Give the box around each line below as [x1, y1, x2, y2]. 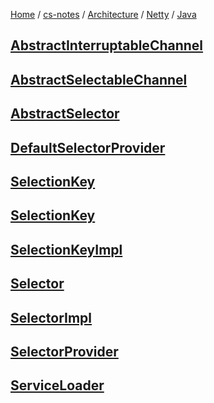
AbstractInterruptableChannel [10, 37, 204, 54]
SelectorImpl [10, 309, 93, 326]
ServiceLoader [10, 377, 105, 394]
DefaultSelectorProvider [10, 139, 166, 156]
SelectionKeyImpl [10, 241, 123, 258]
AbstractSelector [10, 105, 120, 123]
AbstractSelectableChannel [10, 71, 188, 88]
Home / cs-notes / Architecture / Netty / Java [10, 9, 197, 20]
